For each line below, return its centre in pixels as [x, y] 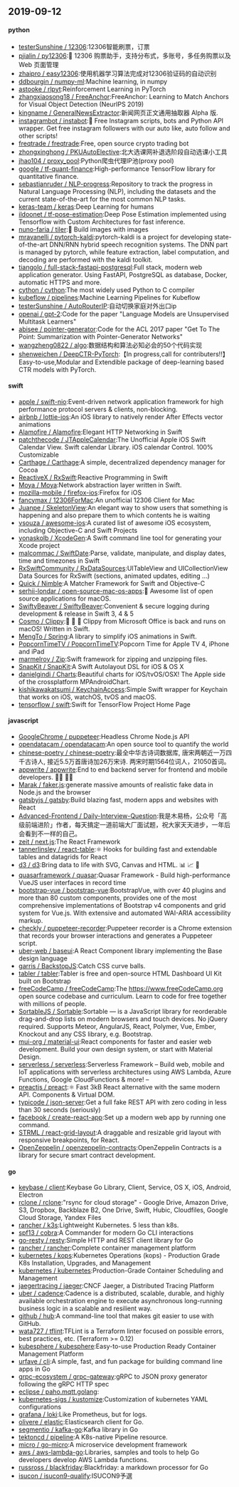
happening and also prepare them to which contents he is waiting [114, 515]
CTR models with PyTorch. [57, 369]
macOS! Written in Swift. [54, 628]
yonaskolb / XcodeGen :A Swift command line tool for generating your [120, 538]
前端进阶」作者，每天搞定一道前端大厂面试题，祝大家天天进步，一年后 [127, 825]
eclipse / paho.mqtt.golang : [59, 1392]
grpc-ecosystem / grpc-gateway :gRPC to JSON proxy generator [113, 1377]
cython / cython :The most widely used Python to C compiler [106, 290]
